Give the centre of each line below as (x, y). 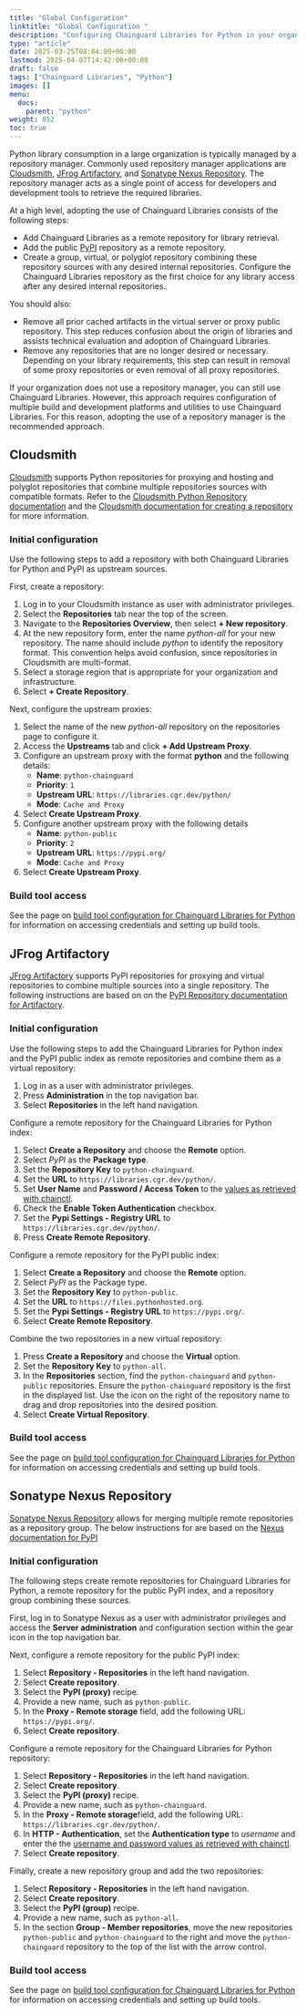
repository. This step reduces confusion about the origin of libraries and (158, 331)
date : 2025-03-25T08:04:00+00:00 (73, 52)
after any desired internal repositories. (94, 286)
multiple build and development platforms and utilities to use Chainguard (146, 407)
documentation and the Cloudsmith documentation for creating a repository (151, 506)
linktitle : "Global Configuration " (79, 26)
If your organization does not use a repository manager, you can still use (145, 387)
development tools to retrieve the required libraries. (106, 193)
